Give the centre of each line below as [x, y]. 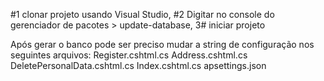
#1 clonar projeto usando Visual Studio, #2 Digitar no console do [142, 14]
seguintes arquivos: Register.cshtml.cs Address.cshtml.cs [129, 55]
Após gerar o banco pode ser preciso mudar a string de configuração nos [162, 44]
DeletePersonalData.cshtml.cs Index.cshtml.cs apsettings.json [138, 65]
